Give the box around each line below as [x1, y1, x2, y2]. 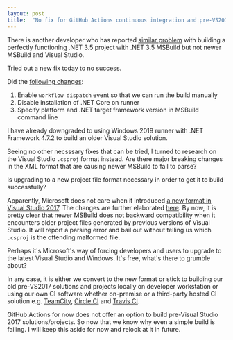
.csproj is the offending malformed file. [7, 233, 120, 241]
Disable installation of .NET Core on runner [17, 98, 140, 106]
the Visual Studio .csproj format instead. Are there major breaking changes [7, 154, 223, 163]
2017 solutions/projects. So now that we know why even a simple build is [7, 317, 215, 326]
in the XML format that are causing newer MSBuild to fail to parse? [7, 162, 197, 170]
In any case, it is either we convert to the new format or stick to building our [7, 275, 223, 283]
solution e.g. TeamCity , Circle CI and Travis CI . [7, 296, 140, 305]
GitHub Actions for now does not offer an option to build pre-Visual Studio [7, 310, 218, 318]
